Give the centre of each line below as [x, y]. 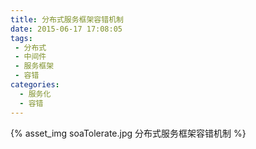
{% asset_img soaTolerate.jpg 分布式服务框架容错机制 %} [128, 133]
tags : [21, 38]
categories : [35, 85]
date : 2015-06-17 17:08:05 [66, 29]
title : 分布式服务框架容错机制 [67, 19]
